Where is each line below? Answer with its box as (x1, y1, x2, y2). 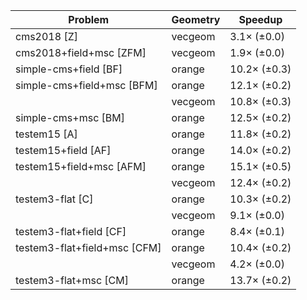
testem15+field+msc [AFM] (15, 160, 147, 173)
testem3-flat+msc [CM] (15, 274, 129, 287)
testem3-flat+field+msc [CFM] (15, 241, 162, 254)
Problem (68, 13, 110, 26)
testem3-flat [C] (15, 192, 94, 206)
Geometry (171, 13, 221, 26)
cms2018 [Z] (15, 30, 78, 43)
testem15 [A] (15, 127, 78, 141)
